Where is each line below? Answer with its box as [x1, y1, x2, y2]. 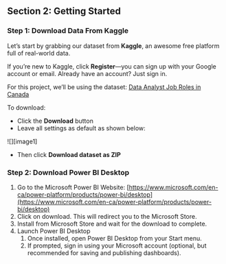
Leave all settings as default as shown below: [16, 123, 146, 132]
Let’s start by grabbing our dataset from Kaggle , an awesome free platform [7, 41, 220, 50]
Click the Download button [16, 117, 94, 125]
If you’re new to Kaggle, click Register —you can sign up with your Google [7, 62, 216, 71]
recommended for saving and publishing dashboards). [27, 248, 181, 256]
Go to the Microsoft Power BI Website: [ [16, 183, 129, 191]
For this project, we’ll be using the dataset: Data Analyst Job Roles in [7, 82, 201, 91]
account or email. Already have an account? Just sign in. [7, 69, 168, 77]
